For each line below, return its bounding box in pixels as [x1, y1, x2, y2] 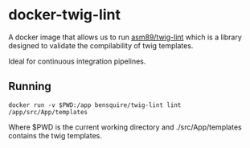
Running [8, 80, 52, 93]
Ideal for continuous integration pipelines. [8, 56, 146, 66]
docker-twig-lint [8, 6, 121, 24]
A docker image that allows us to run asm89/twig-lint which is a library [8, 32, 243, 42]
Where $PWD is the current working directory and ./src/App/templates [8, 122, 243, 132]
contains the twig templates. [8, 130, 102, 140]
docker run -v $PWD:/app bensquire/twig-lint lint [8, 101, 182, 109]
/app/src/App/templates [8, 108, 88, 116]
